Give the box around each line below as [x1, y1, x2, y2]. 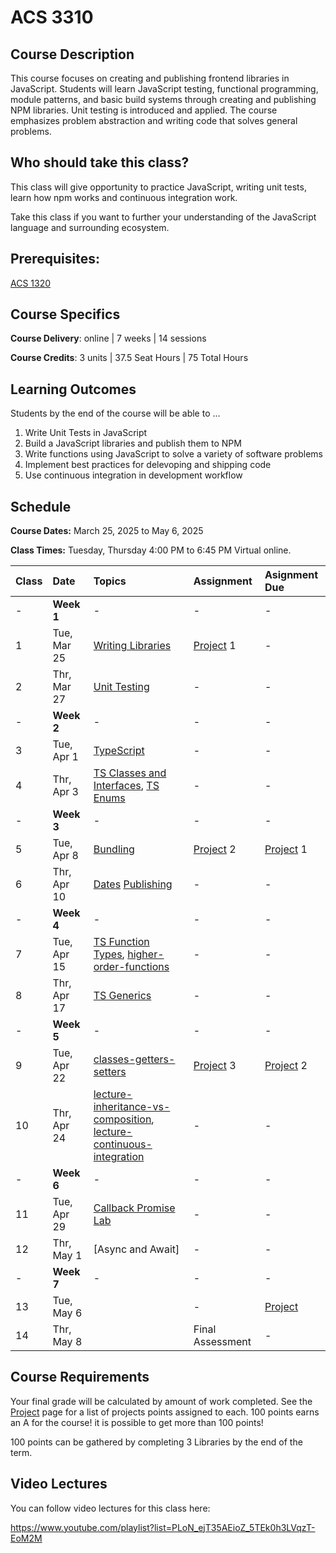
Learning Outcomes [10, 381, 137, 398]
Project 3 [193, 1059, 237, 1073]
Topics [93, 574, 127, 588]
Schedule [10, 498, 72, 515]
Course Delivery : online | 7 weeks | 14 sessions [10, 332, 207, 345]
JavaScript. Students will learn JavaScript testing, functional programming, [10, 83, 319, 95]
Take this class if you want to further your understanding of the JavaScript [10, 211, 317, 223]
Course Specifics [10, 306, 121, 323]
